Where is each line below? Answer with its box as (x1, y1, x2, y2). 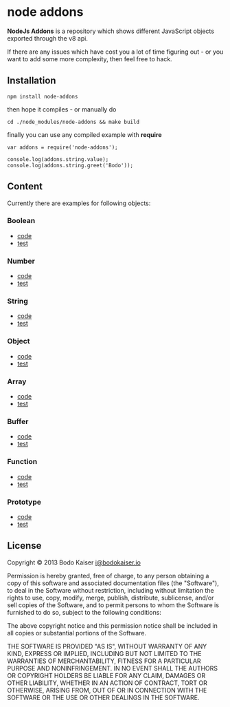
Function (7, 457, 38, 467)
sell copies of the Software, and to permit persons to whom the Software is (7, 600, 220, 609)
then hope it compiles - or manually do (7, 105, 117, 114)
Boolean (7, 216, 36, 226)
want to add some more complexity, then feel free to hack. (7, 54, 173, 63)
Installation (7, 75, 56, 87)
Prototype (7, 497, 42, 507)
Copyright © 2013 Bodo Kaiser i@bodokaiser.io (7, 558, 141, 567)
